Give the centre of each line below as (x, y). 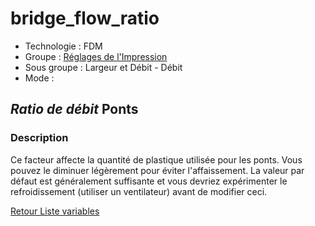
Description (39, 138)
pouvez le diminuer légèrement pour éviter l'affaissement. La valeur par (157, 170)
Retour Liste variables (55, 211)
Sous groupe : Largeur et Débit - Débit (103, 67)
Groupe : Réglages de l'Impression (96, 56)
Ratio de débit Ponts (74, 109)
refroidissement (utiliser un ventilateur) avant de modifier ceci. (139, 191)
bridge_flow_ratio (85, 18)
